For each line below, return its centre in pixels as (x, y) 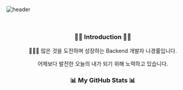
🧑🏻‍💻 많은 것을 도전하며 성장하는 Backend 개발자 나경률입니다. (103, 51)
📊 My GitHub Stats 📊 (103, 80)
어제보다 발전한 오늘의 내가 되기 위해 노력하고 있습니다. (103, 64)
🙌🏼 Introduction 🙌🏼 (103, 36)
